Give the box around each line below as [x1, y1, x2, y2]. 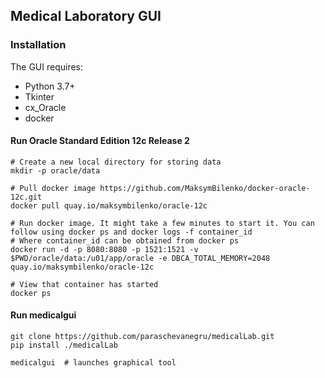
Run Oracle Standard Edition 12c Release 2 [10, 135, 190, 147]
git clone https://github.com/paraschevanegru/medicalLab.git [10, 332, 275, 342]
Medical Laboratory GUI [10, 8, 162, 25]
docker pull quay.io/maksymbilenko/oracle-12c [10, 200, 208, 211]
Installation [10, 38, 67, 52]
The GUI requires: [10, 60, 84, 73]
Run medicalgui [10, 309, 77, 321]
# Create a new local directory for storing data [10, 157, 222, 167]
